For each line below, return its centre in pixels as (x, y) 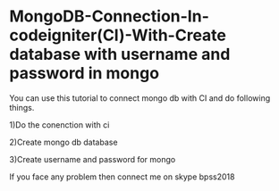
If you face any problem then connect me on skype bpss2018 (122, 177)
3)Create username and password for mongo (93, 159)
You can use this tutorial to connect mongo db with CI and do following (140, 98)
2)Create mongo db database (63, 142)
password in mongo (84, 74)
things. (22, 107)
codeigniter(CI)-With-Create (118, 35)
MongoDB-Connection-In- (110, 17)
